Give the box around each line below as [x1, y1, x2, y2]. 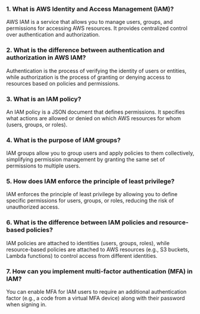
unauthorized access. [6, 203, 60, 211]
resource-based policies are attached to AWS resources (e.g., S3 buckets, [6, 246, 190, 253]
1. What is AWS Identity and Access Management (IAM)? [6, 5, 174, 13]
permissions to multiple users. [6, 162, 81, 169]
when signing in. [6, 301, 47, 308]
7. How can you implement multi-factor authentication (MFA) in [6, 267, 193, 275]
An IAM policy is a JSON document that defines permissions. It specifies [6, 108, 185, 115]
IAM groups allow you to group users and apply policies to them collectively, [6, 150, 195, 157]
